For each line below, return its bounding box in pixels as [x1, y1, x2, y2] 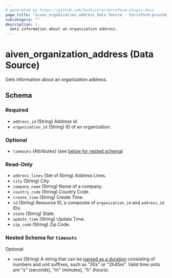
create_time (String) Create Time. [12, 194, 84, 200]
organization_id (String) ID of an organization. [12, 123, 111, 130]
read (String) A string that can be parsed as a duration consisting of [12, 255, 155, 262]
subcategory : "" [5, 17, 40, 22]
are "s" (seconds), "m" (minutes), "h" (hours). [12, 267, 110, 273]
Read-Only [5, 161, 33, 168]
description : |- [5, 22, 40, 27]
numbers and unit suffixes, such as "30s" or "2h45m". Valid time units [12, 261, 160, 267]
